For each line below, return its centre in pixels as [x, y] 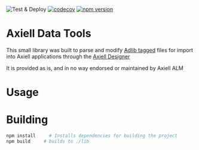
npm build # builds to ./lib [48, 141]
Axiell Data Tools [49, 34]
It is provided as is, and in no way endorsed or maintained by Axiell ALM [95, 68]
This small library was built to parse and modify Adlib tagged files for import [99, 50]
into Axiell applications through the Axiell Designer [68, 56]
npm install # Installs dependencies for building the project [92, 136]
